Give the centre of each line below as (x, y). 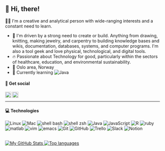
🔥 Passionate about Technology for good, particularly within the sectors (85, 56)
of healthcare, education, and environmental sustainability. (71, 62)
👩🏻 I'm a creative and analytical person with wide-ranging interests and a (79, 21)
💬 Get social (18, 83)
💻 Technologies (22, 110)
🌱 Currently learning (32, 72)
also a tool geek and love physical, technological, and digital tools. (79, 51)
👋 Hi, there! (23, 9)
